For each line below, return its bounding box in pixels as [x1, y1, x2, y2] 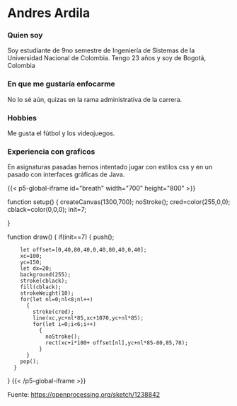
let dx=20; [20, 265, 52, 272]
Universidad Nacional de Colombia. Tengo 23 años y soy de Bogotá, [7, 54, 207, 62]
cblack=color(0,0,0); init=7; [7, 205, 87, 214]
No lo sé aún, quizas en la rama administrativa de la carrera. [7, 95, 183, 103]
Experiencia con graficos [7, 147, 96, 157]
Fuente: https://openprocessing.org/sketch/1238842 [7, 390, 161, 399]
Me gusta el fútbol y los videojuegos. [7, 129, 115, 137]
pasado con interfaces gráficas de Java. [7, 170, 125, 179]
